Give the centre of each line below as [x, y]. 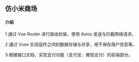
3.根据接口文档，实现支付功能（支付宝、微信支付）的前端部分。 [69, 55]
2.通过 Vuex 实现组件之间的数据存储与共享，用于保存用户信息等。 [71, 44]
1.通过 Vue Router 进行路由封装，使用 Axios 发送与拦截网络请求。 [71, 34]
